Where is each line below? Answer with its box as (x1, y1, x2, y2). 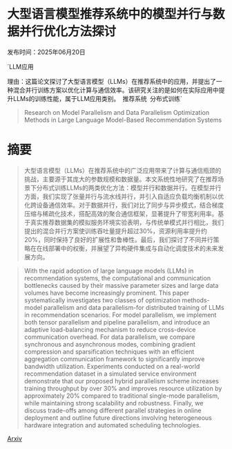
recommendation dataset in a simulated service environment (23, 369, 197, 378)
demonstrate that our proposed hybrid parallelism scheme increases (23, 376, 220, 385)
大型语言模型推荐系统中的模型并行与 (7, 6, 213, 22)
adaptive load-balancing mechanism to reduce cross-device (23, 325, 196, 333)
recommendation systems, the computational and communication (23, 274, 211, 282)
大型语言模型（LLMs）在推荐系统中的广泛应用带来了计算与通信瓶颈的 (23, 166, 222, 174)
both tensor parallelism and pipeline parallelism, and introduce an (23, 318, 211, 326)
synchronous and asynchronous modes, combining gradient (23, 340, 195, 348)
